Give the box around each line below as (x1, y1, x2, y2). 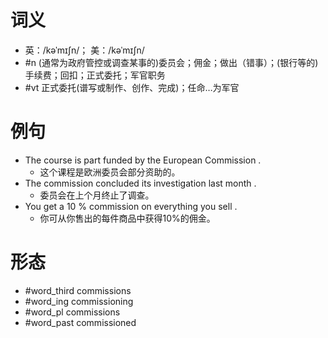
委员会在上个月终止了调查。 (39, 189, 155, 201)
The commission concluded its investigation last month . (24, 177, 257, 189)
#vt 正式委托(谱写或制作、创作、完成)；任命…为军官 (24, 81, 240, 93)
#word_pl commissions (24, 306, 121, 318)
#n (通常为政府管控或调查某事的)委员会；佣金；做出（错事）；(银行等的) (24, 56, 319, 68)
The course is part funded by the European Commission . (24, 154, 262, 166)
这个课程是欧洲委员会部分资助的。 (39, 166, 181, 178)
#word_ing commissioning (24, 295, 134, 307)
